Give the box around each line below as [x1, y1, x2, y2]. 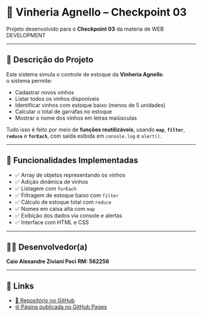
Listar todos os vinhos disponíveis [14, 95, 100, 102]
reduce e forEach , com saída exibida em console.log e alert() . [6, 132, 162, 139]
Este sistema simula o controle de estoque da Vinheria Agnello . [6, 70, 164, 77]
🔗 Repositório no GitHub [14, 297, 75, 304]
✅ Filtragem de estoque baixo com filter [14, 192, 119, 199]
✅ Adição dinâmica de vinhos [14, 178, 88, 185]
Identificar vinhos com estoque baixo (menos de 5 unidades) [14, 102, 166, 109]
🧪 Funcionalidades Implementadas [6, 156, 138, 166]
